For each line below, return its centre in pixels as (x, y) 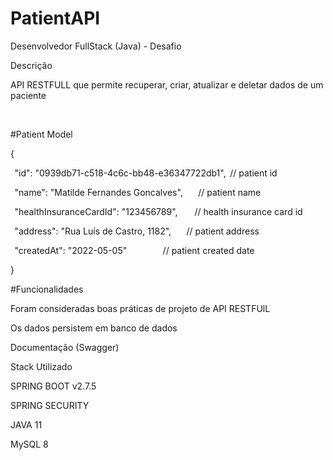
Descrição (31, 65)
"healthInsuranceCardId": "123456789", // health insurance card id (158, 211)
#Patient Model (41, 134)
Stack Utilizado (41, 366)
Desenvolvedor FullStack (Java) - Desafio (96, 46)
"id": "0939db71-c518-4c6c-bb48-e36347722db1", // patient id (146, 173)
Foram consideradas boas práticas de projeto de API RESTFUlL (140, 308)
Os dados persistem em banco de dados (94, 328)
